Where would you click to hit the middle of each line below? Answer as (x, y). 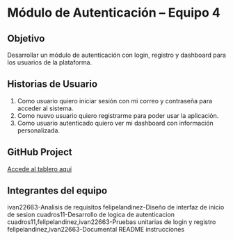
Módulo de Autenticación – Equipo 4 (114, 13)
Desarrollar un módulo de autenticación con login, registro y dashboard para (116, 55)
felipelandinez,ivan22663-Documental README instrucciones (96, 230)
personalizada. (39, 130)
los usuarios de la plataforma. (50, 62)
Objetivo (26, 38)
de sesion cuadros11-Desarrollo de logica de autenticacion (91, 215)
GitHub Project (40, 152)
